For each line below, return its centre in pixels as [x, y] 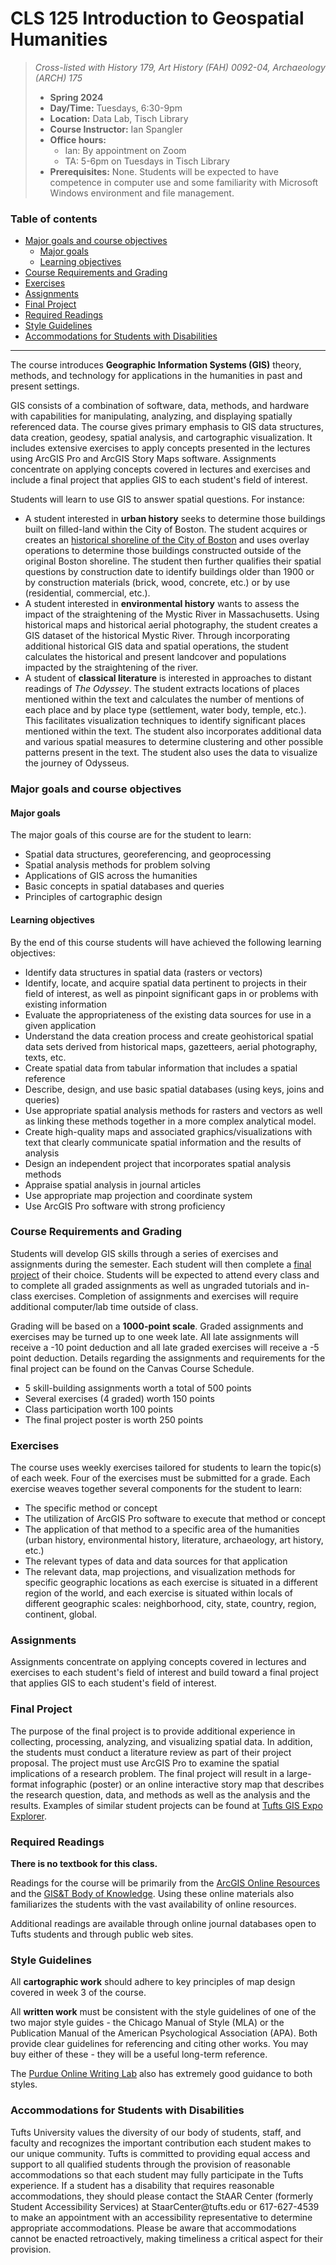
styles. [24, 2084]
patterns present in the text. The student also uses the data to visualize [171, 753]
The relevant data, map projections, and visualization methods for [160, 1572]
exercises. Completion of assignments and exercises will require [166, 1296]
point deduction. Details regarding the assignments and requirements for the [168, 1358]
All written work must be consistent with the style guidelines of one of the [163, 2012]
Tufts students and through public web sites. [102, 1934]
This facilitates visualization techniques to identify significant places [165, 721]
